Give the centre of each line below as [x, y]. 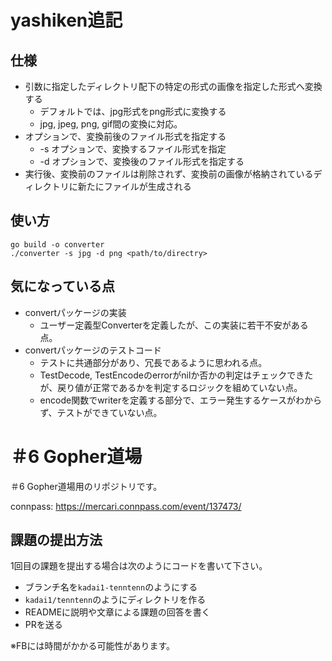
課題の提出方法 [56, 539]
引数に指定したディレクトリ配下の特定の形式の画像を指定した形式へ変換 [173, 86]
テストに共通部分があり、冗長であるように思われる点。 [153, 362]
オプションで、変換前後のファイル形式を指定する [125, 136]
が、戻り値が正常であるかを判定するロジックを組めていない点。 [171, 387]
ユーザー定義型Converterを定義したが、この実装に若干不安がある [174, 325]
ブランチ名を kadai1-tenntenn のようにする [111, 587]
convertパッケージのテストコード [93, 350]
